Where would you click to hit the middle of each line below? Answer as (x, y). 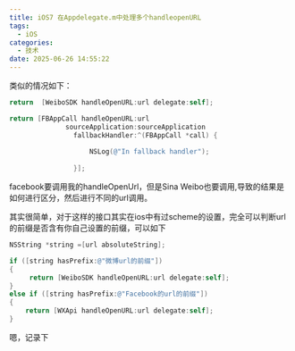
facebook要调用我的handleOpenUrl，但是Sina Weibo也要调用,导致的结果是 (147, 187)
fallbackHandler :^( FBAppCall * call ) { (145, 135)
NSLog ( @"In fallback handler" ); (149, 152)
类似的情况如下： (41, 85)
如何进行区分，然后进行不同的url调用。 (81, 198)
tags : (19, 26)
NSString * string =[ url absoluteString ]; (88, 245)
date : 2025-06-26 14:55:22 (59, 59)
